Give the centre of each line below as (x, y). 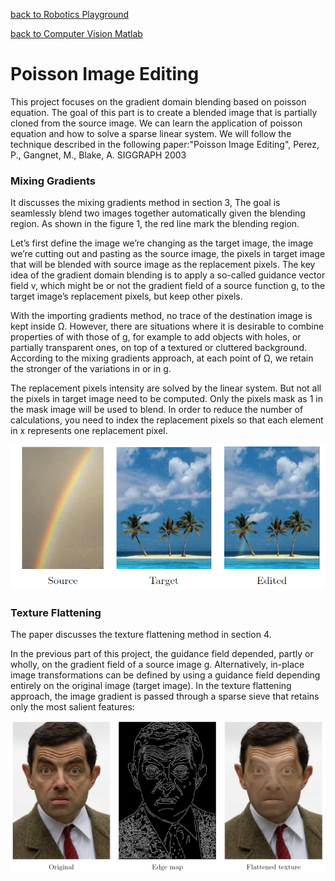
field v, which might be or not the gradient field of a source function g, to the (168, 286)
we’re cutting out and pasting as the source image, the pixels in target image (168, 254)
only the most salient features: (72, 707)
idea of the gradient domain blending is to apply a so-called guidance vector (168, 275)
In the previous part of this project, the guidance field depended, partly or (162, 654)
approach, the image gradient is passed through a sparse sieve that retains (165, 696)
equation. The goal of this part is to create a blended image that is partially (164, 112)
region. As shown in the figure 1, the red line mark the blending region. (155, 224)
